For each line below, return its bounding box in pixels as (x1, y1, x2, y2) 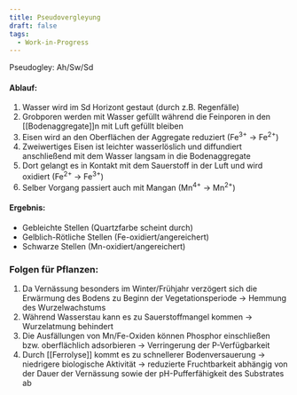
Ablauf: (9, 82, 38, 93)
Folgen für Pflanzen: (9, 263, 99, 275)
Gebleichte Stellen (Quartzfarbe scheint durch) (21, 222, 193, 233)
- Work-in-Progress (17, 37, 90, 47)
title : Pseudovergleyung (9, 12, 101, 22)
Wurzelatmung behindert (21, 320, 113, 331)
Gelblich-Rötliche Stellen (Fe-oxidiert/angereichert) (21, 232, 210, 242)
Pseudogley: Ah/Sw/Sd (9, 62, 94, 73)
